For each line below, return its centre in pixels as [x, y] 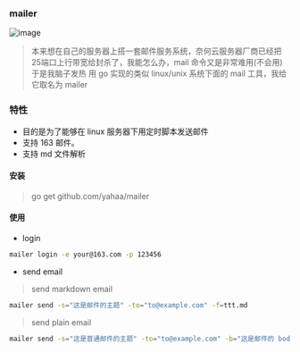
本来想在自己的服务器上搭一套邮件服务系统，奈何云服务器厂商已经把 [156, 51]
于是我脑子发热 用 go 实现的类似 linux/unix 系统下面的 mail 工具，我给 [159, 73]
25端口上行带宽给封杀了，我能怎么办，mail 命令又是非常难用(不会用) [157, 63]
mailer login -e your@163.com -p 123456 [86, 255]
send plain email [61, 322]
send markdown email [72, 289]
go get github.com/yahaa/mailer [90, 196]
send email [42, 272]
